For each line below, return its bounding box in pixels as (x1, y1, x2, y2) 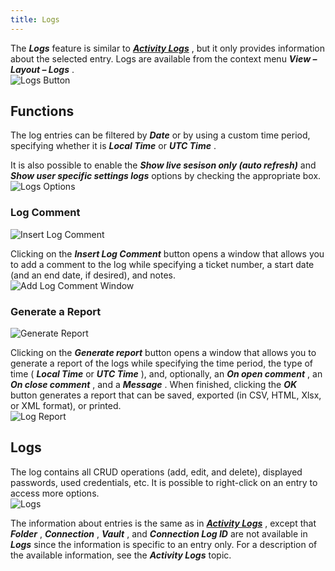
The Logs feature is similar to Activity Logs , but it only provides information (10, 42, 326, 54)
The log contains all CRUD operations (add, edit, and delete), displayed (10, 466, 303, 478)
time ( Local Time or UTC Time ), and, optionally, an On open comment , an (10, 368, 323, 380)
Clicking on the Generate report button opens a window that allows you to (10, 347, 317, 359)
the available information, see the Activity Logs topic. (10, 549, 232, 561)
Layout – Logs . (10, 63, 75, 75)
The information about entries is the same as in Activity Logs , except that (10, 517, 317, 529)
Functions (10, 103, 75, 120)
